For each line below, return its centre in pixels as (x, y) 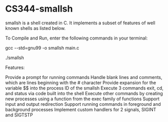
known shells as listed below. (35, 28)
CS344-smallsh (39, 9)
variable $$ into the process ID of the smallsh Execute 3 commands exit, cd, (85, 88)
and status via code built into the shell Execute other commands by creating (84, 93)
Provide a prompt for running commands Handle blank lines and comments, (84, 77)
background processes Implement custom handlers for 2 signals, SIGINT (81, 109)
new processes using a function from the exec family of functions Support (82, 99)
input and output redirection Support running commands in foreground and (83, 104)
